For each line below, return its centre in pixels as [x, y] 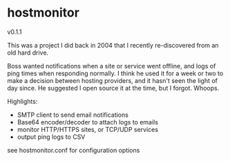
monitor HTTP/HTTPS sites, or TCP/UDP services [88, 129]
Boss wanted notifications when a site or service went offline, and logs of [112, 66]
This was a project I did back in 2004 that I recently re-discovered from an [113, 45]
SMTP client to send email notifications [73, 115]
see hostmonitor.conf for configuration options [74, 150]
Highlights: [22, 101]
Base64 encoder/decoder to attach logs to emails [88, 122]
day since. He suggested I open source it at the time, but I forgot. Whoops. [113, 88]
